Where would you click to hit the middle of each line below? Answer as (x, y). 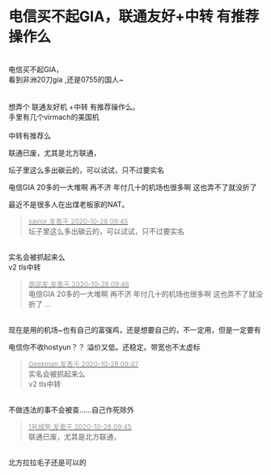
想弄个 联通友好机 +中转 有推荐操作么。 (74, 107)
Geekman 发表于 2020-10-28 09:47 (83, 364)
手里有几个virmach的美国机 (54, 117)
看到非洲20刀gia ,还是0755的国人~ (66, 79)
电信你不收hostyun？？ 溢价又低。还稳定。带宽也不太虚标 (104, 347)
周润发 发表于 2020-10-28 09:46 (78, 284)
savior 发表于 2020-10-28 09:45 (78, 221)
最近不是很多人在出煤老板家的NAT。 (69, 204)
